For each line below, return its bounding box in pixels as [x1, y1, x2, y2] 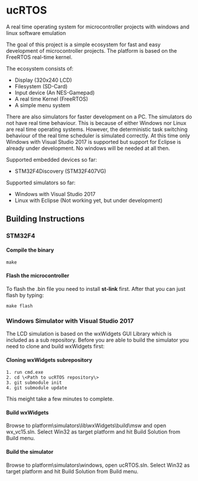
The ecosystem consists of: [6, 65, 74, 72]
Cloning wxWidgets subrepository [6, 356, 93, 363]
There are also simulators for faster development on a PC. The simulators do [6, 113, 192, 120]
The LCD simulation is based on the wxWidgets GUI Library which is [6, 330, 172, 337]
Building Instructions [6, 214, 85, 224]
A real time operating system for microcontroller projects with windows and [6, 23, 190, 30]
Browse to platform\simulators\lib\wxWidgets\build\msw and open [6, 422, 167, 429]
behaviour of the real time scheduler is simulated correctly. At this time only [6, 132, 190, 139]
